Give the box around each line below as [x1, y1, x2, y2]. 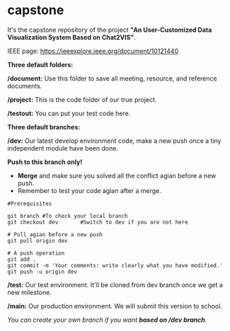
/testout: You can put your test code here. [7, 109, 131, 117]
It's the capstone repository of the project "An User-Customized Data [7, 25, 212, 34]
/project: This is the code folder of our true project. [7, 95, 157, 104]
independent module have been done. [7, 144, 119, 152]
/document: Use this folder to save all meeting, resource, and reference [7, 74, 217, 83]
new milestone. [7, 288, 52, 296]
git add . [7, 255, 37, 263]
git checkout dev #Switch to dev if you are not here [7, 219, 189, 226]
